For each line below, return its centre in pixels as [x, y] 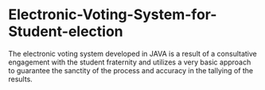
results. [21, 79]
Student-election [66, 31]
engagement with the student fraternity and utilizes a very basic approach [130, 62]
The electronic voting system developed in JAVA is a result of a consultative [132, 53]
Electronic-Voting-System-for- [113, 15]
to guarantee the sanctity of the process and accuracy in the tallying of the [131, 70]
